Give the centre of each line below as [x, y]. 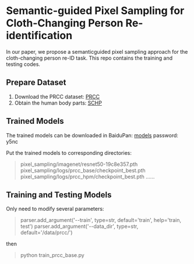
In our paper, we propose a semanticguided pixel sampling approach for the [97, 51]
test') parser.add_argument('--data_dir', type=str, [79, 227]
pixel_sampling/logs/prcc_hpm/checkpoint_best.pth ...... [87, 176]
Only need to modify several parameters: [55, 209]
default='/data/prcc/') [46, 232]
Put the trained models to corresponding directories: [69, 152]
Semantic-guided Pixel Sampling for [95, 11]
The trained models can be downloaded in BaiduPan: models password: [92, 135]
